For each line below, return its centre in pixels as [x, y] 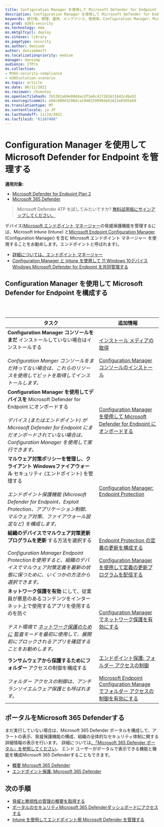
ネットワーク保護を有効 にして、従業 [50, 592]
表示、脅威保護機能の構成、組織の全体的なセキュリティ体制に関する [90, 737]
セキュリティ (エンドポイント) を [51, 474]
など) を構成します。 [36, 524]
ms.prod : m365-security [29, 23]
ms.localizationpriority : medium [39, 55]
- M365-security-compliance [34, 74]
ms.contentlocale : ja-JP [30, 110]
